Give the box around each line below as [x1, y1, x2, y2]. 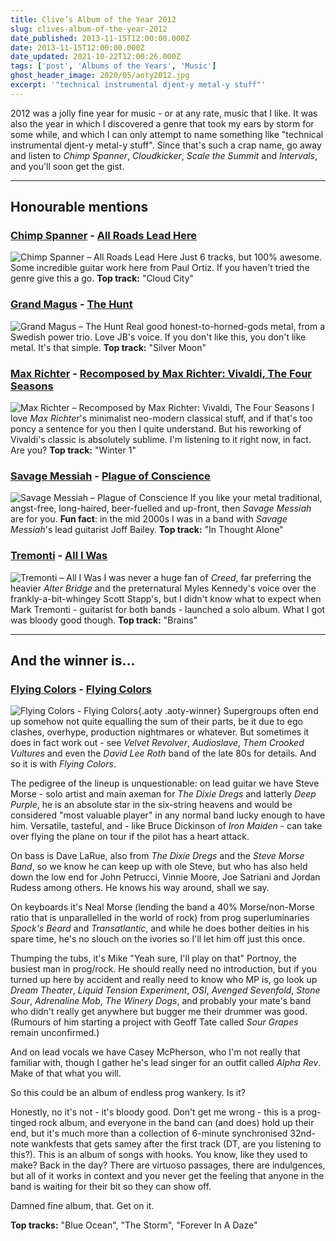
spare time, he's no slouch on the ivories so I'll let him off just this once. [10, 933, 306, 945]
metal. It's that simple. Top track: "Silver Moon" [10, 341, 207, 353]
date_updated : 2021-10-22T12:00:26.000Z [10, 52, 182, 62]
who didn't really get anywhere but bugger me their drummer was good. [10, 1006, 308, 1018]
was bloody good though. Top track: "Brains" [10, 614, 198, 626]
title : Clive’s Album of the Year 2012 [10, 14, 177, 25]
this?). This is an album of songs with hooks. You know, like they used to [10, 1149, 308, 1161]
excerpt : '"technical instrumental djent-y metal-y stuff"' [10, 80, 267, 90]
